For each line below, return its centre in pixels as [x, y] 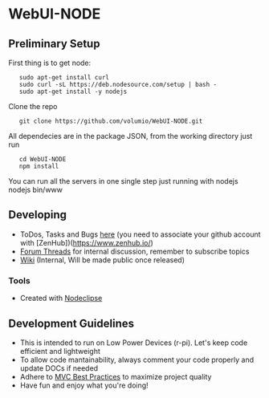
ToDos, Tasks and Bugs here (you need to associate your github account [140, 234]
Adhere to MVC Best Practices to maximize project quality [116, 376]
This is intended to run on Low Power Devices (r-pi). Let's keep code [134, 343]
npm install [39, 166]
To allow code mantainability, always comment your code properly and [137, 359]
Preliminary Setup [54, 44]
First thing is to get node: [50, 63]
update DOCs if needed [59, 368]
